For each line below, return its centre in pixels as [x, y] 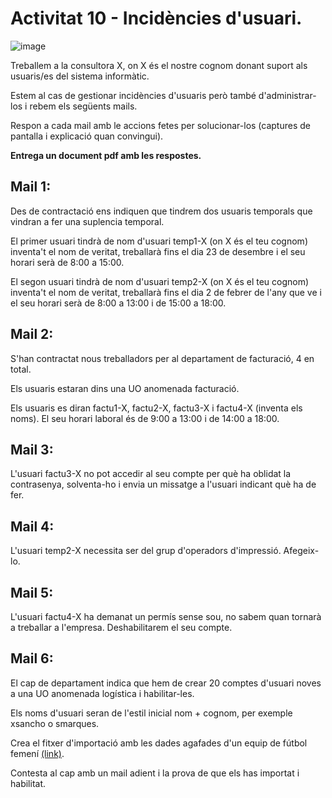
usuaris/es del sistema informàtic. [80, 76]
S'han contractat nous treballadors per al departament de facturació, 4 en [162, 358]
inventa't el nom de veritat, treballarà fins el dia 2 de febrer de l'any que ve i [166, 292]
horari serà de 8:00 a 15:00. [67, 262]
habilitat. [28, 783]
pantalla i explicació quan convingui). [87, 136]
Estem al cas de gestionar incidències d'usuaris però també [133, 95]
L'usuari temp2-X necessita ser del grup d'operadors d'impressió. [146, 551]
